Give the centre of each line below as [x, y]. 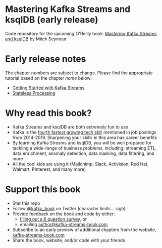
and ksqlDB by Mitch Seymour [36, 39]
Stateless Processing [34, 93]
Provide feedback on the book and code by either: [63, 214]
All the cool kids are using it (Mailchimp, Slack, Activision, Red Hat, [80, 164]
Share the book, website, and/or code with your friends [69, 240]
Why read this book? [49, 113]
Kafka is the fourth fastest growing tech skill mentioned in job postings [84, 132]
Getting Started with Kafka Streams [48, 88]
